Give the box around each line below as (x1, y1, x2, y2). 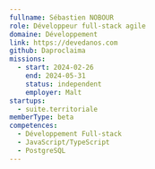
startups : (9, 96, 47, 106)
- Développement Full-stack (17, 130, 123, 139)
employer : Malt (25, 88, 82, 97)
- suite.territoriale (17, 105, 99, 114)
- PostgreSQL (17, 146, 66, 155)
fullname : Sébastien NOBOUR (9, 13, 115, 22)
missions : (9, 55, 47, 63)
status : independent (25, 80, 102, 89)
